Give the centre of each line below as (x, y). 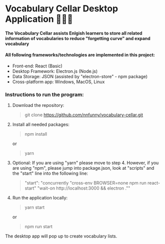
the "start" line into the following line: (50, 173)
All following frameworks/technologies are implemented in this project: (80, 55)
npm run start (39, 227)
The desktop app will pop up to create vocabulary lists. (61, 236)
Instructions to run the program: (45, 95)
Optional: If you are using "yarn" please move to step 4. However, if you (85, 163)
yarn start (34, 207)
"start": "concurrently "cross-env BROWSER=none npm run (85, 183)
